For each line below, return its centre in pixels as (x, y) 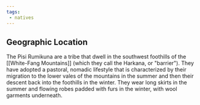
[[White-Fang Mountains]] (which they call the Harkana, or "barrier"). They (100, 63)
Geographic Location (47, 42)
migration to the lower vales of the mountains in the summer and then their (100, 76)
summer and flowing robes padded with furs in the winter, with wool (92, 89)
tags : (13, 12)
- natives (21, 18)
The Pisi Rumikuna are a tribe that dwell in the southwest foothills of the (96, 57)
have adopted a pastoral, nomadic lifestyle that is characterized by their (96, 70)
